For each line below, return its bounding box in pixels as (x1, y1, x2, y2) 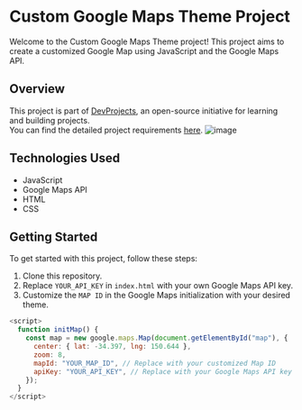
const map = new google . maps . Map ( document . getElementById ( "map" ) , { (25, 333, 288, 343)
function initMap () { (17, 325, 99, 334)
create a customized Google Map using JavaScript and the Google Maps (9, 45, 279, 56)
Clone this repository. (22, 270, 103, 281)
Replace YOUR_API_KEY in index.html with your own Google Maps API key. (22, 280, 294, 291)
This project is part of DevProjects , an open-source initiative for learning (9, 105, 279, 116)
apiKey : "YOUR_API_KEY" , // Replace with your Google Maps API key (32, 367, 293, 376)
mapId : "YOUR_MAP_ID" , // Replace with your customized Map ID (32, 359, 277, 368)
